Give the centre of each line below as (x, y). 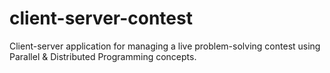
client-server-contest (101, 18)
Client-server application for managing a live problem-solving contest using (165, 46)
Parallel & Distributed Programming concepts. (103, 56)
